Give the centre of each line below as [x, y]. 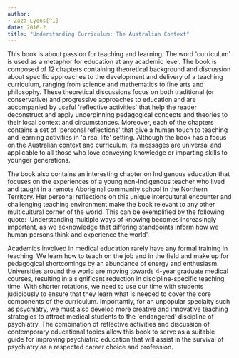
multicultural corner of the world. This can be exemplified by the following [116, 212]
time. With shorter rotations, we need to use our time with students [106, 287]
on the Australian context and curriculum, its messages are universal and [115, 145]
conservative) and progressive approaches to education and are [102, 100]
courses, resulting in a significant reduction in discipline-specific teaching [116, 279]
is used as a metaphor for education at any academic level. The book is [112, 62]
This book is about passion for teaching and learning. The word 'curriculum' [119, 54]
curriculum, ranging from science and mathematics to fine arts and [106, 85]
